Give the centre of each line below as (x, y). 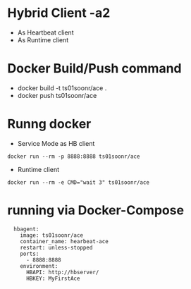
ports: (30, 254)
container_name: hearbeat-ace (64, 241)
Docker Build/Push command (94, 69)
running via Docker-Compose (96, 210)
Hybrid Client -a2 (59, 13)
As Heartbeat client (45, 32)
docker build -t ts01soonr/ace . (62, 88)
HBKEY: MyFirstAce (53, 278)
